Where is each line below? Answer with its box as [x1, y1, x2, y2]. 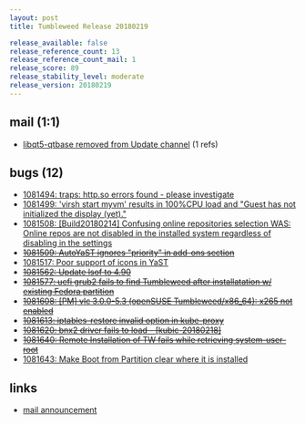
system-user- [235, 335, 287, 346]
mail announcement [22, 405, 97, 416]
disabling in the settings [22, 238, 113, 249]
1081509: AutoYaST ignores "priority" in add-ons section [22, 247, 235, 258]
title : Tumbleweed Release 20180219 [9, 22, 148, 31]
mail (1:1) [9, 115, 61, 130]
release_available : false [9, 38, 107, 47]
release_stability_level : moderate [9, 72, 145, 82]
